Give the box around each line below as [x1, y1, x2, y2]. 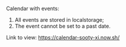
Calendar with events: [6, 5, 59, 12]
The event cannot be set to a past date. [14, 23, 111, 29]
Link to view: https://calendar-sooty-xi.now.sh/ [6, 34, 120, 41]
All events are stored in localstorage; [14, 16, 104, 23]
